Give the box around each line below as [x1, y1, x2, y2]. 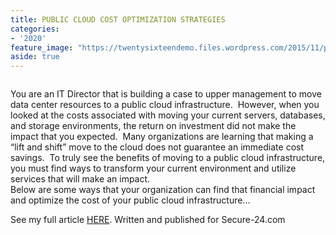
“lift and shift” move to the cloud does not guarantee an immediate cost [10, 141, 304, 153]
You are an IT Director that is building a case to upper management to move [10, 88, 322, 100]
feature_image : [10, 42, 74, 53]
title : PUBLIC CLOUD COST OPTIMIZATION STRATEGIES [10, 14, 226, 25]
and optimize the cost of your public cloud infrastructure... [10, 194, 251, 206]
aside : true [10, 52, 60, 62]
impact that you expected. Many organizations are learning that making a [10, 131, 314, 143]
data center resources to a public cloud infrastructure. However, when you [10, 99, 320, 111]
